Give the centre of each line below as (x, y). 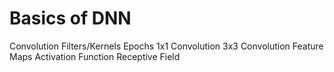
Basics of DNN (70, 18)
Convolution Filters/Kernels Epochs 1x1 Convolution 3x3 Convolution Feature (166, 46)
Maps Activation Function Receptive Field (95, 56)
